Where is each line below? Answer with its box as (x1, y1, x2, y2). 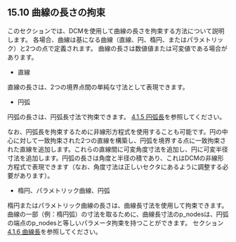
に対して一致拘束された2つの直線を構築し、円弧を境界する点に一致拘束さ (13, 136, 227, 144)
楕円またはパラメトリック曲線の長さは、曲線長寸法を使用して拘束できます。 (7, 201, 228, 209)
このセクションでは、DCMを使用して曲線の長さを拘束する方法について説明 (7, 27, 225, 35)
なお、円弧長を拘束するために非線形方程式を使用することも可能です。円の (7, 127, 223, 135)
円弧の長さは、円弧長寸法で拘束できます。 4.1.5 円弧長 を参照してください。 (7, 112, 226, 121)
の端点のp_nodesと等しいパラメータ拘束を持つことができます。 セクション (7, 218, 224, 227)
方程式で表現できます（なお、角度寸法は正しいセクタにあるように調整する (7, 162, 223, 170)
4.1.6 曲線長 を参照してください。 (7, 227, 102, 236)
